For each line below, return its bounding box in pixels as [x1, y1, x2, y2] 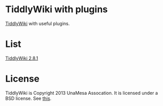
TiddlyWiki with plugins [5, 4, 108, 15]
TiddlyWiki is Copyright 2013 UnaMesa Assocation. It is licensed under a [5, 90, 158, 96]
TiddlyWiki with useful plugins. [5, 20, 70, 26]
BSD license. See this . [5, 95, 52, 101]
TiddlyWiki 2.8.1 [5, 55, 38, 61]
